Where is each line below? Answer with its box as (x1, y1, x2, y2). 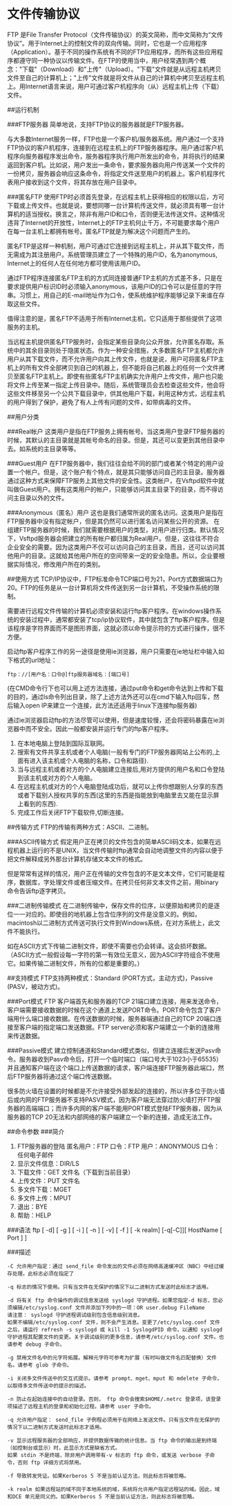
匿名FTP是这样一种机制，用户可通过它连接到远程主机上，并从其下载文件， (7, 242, 219, 250)
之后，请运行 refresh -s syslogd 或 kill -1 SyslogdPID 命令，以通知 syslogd (7, 1326, 223, 1333)
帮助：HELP (17, 1211, 52, 1219)
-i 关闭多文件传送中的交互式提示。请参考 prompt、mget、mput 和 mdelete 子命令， (7, 1375, 222, 1382)
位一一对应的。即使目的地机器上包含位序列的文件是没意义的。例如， (7, 910, 201, 918)
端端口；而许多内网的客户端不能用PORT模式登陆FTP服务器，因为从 (30, 1104, 222, 1112)
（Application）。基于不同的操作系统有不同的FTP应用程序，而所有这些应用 (7, 48, 217, 56)
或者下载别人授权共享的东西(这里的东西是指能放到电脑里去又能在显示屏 (17, 791, 220, 799)
